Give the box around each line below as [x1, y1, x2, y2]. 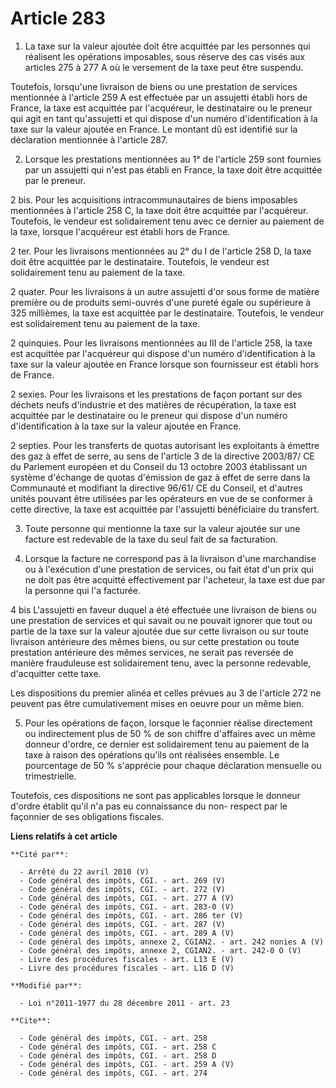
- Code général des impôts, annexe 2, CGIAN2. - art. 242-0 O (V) [19, 945, 302, 956]
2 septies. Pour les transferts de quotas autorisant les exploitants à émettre [10, 439, 320, 451]
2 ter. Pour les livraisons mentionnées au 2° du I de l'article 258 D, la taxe [10, 245, 312, 257]
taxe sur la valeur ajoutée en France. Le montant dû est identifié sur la [10, 123, 298, 135]
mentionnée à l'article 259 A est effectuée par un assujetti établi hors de [10, 91, 308, 103]
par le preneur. [24, 174, 86, 186]
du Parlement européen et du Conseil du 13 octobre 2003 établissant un [10, 460, 308, 472]
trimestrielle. [24, 770, 77, 782]
